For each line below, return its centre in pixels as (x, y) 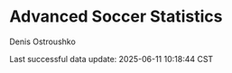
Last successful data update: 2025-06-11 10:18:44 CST (111, 59)
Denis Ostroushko (43, 41)
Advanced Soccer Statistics (116, 17)
